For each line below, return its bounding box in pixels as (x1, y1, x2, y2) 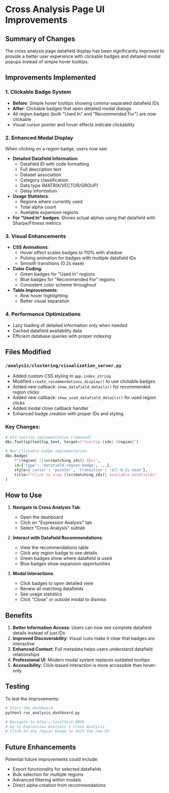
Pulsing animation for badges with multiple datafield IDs (20, 255, 136, 261)
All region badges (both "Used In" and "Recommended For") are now (12, 110, 156, 117)
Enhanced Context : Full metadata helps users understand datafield (12, 646, 153, 652)
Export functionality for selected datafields (12, 766, 102, 772)
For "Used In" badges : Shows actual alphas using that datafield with (12, 214, 155, 221)
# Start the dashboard (5, 705, 53, 710)
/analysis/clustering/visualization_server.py (5, 363, 122, 368)
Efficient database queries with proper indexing (12, 333, 111, 339)
